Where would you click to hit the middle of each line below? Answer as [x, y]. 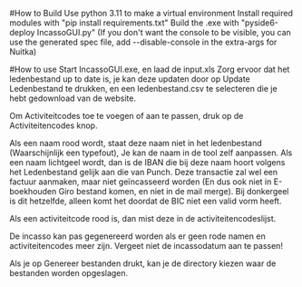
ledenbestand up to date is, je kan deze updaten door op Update [130, 79]
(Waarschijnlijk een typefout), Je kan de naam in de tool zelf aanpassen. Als [151, 153]
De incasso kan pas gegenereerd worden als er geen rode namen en [137, 236]
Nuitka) [23, 52]
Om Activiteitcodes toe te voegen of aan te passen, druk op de [127, 116]
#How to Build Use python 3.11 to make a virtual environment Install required [151, 13]
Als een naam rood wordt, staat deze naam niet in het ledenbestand [136, 143]
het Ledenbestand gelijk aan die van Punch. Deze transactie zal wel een [144, 172]
